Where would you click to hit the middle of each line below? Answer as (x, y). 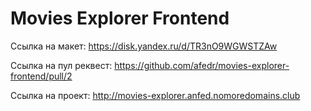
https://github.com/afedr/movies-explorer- (202, 65)
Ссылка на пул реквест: (61, 65)
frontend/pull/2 (41, 76)
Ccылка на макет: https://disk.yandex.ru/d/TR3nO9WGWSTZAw (144, 46)
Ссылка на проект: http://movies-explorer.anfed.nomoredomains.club (155, 95)
